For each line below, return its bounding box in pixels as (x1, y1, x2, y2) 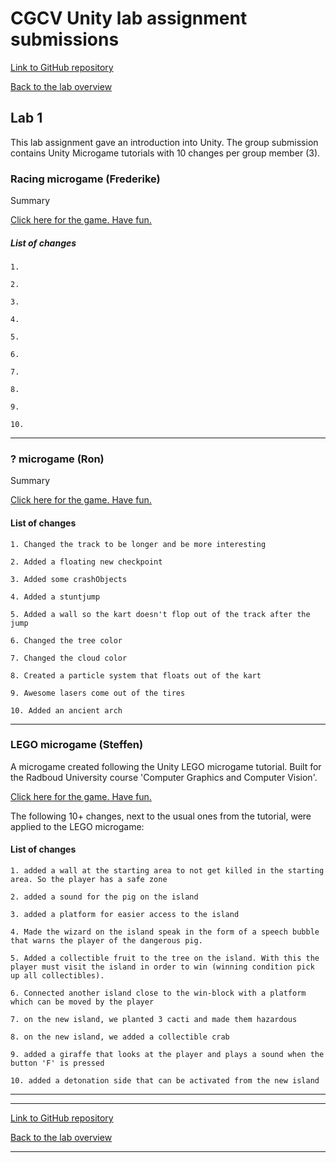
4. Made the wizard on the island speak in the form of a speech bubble (10, 927, 320, 937)
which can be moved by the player (10, 997, 155, 1007)
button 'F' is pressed (10, 1058, 105, 1069)
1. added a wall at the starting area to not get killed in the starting (10, 866, 325, 876)
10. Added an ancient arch (10, 705, 123, 716)
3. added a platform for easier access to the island (10, 910, 240, 920)
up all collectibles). (10, 971, 105, 981)
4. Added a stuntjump (10, 592, 101, 602)
